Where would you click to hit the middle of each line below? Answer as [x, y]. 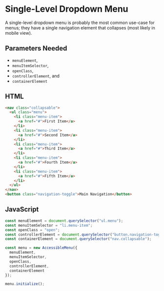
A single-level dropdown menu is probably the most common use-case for [80, 23]
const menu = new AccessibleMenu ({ [41, 248]
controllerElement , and [36, 76]
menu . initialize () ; [25, 284]
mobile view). [19, 33]
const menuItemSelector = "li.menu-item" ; [49, 225]
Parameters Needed [36, 48]
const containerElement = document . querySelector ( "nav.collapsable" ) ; [78, 239]
